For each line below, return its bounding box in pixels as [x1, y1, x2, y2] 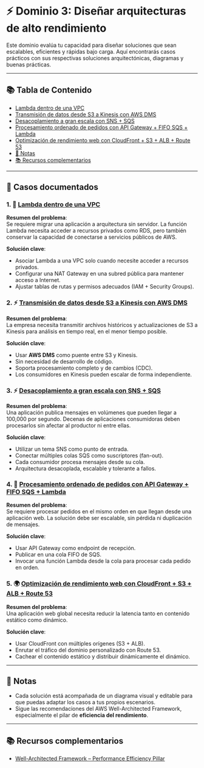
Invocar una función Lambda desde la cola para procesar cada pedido [15, 557, 191, 565]
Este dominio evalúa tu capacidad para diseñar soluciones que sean [6, 41, 177, 49]
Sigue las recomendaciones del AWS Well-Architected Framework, [15, 705, 182, 713]
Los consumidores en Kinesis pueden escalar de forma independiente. [15, 370, 192, 378]
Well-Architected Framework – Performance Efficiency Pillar [15, 755, 165, 763]
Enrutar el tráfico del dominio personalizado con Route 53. [15, 646, 161, 654]
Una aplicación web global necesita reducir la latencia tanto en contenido [6, 610, 190, 617]
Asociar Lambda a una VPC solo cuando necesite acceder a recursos [15, 257, 189, 264]
